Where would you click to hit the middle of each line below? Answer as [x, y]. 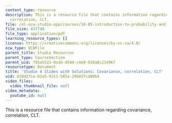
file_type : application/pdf [35, 34]
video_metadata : [23, 91]
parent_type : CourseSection [35, 57]
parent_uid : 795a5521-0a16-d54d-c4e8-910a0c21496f [60, 62]
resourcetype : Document [31, 67]
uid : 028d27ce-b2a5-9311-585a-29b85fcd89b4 [52, 77]
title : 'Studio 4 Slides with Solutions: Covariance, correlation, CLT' [84, 72]
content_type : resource [31, 10]
